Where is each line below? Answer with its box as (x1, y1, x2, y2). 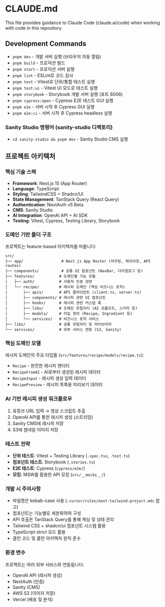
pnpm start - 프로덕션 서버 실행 (12, 66, 75, 72)
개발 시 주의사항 (5, 485, 41, 492)
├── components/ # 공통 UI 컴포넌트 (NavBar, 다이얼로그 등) (5, 269, 143, 274)
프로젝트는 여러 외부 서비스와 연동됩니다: (5, 561, 84, 567)
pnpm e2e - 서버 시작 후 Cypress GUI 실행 (12, 103, 95, 109)
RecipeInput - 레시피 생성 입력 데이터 (12, 375, 86, 382)
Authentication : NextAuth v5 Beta (12, 201, 84, 207)
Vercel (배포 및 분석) (12, 596, 53, 602)
